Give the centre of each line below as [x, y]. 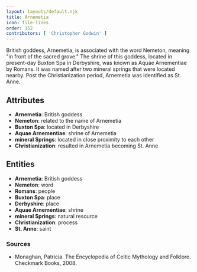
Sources [18, 244]
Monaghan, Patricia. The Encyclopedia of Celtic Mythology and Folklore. [103, 257]
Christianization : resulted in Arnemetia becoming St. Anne [86, 146]
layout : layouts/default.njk [42, 12]
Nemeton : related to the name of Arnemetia [68, 120]
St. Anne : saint [33, 228]
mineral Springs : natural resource [56, 216]
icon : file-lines [28, 22]
